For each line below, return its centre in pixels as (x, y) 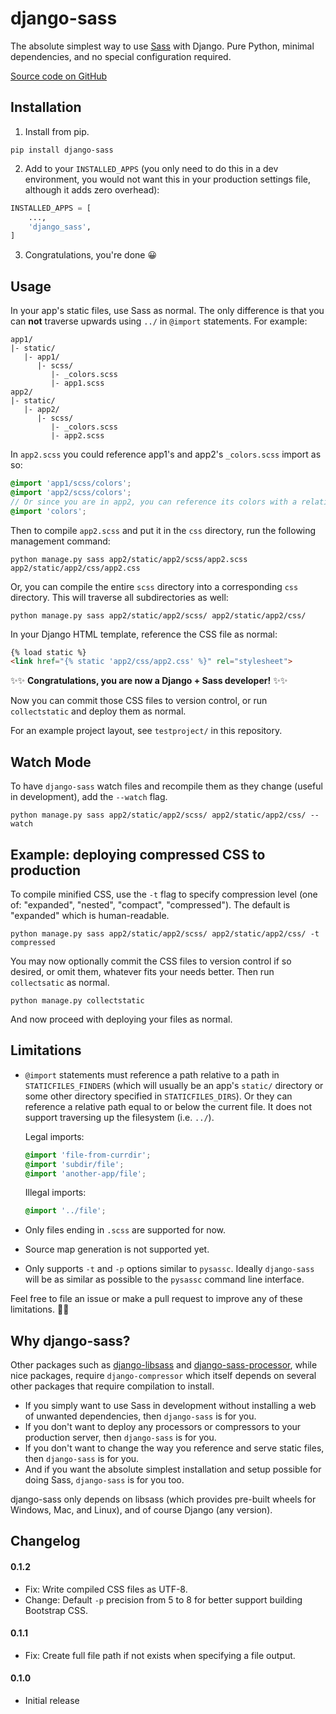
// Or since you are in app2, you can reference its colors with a (154, 502)
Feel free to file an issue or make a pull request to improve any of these (156, 1299)
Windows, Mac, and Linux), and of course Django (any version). (141, 1510)
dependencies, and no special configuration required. (121, 56)
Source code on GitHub (59, 76)
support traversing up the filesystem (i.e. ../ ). (119, 1117)
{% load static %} (48, 652)
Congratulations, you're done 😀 (91, 255)
